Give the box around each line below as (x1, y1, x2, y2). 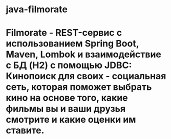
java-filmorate (6, 4, 68, 15)
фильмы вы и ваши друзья (6, 103, 126, 114)
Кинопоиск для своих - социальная (6, 71, 166, 82)
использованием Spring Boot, (6, 38, 139, 50)
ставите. (6, 125, 45, 136)
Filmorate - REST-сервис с (6, 27, 122, 39)
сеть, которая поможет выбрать (6, 81, 152, 93)
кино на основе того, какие (6, 92, 128, 104)
